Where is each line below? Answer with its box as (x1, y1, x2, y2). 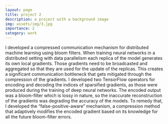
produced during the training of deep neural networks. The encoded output (5, 87, 161, 93)
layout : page (5, 7, 33, 13)
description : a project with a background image (5, 17, 109, 22)
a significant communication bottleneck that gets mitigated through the (5, 71, 152, 77)
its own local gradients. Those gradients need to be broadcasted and (5, 61, 148, 66)
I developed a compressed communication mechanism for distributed (5, 45, 149, 50)
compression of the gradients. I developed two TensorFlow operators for (5, 76, 155, 82)
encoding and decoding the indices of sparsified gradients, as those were (5, 82, 158, 88)
